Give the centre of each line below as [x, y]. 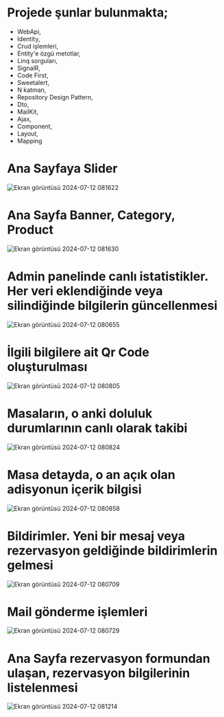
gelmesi [30, 565]
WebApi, [29, 32]
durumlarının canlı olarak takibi [97, 428]
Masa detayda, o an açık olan [91, 475]
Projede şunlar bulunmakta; [88, 13]
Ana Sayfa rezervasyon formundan [109, 658]
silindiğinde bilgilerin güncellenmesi [112, 306]
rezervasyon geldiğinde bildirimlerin [112, 550]
